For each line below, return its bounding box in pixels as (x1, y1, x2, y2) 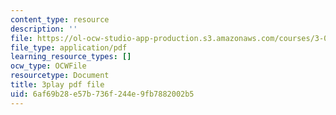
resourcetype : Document (10, 71, 110, 81)
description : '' (10, 24, 78, 34)
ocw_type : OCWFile (10, 61, 87, 71)
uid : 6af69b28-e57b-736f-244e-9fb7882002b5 (10, 89, 195, 99)
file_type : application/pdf (10, 42, 128, 53)
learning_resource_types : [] (10, 52, 132, 62)
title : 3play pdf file (10, 80, 105, 90)
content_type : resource (10, 14, 110, 25)
